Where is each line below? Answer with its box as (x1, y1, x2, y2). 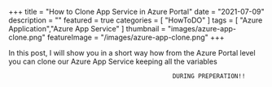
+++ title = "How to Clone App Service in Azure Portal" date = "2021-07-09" (8, 7, 265, 16)
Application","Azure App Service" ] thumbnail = (8, 24, 166, 33)
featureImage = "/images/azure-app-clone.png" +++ (47, 32, 226, 42)
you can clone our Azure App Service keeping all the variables (8, 56, 217, 66)
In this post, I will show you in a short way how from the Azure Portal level (8, 48, 256, 57)
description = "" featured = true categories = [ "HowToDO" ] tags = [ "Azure (8, 15, 263, 25)
